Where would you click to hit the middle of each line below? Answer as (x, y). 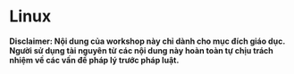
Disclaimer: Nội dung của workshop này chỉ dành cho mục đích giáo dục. (147, 41)
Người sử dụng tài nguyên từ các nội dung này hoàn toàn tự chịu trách (142, 50)
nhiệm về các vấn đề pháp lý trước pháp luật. (94, 60)
